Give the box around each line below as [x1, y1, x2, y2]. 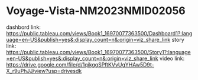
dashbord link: [6, 24, 41, 31]
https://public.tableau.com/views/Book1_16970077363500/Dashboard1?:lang [6, 29, 193, 36]
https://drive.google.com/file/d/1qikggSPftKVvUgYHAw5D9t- [6, 61, 155, 68]
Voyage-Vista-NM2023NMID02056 [6, 4, 186, 18]
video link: [159, 55, 185, 62]
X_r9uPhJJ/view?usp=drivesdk [6, 67, 82, 74]
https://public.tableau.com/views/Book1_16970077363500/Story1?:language [6, 48, 191, 55]
